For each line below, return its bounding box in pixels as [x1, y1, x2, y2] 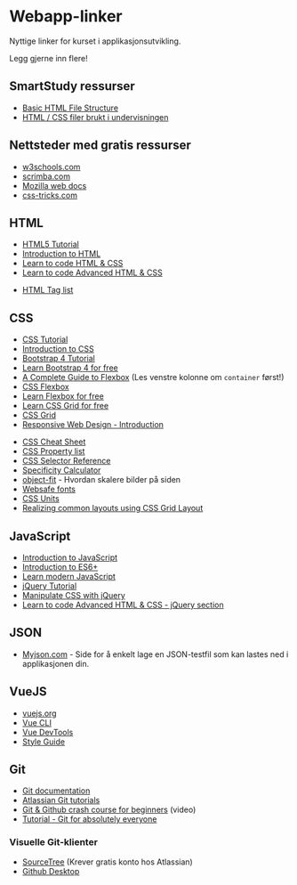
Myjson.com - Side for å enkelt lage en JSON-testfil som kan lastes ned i [21, 648, 289, 660]
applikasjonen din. [21, 658, 90, 669]
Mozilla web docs [21, 180, 87, 191]
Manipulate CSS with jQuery [21, 590, 126, 600]
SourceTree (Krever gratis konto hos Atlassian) [21, 857, 193, 867]
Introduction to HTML [21, 248, 101, 259]
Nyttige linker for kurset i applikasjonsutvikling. [9, 36, 181, 46]
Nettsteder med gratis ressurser [9, 138, 191, 153]
